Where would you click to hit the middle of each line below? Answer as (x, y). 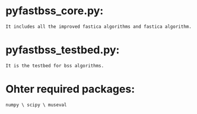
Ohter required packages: (70, 89)
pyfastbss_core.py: (55, 11)
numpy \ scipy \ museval (36, 105)
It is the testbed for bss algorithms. (55, 66)
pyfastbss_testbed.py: (63, 50)
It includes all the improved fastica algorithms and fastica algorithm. (99, 27)
